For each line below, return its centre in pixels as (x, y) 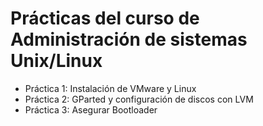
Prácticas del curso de (105, 18)
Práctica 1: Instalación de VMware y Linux (110, 88)
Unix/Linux (56, 61)
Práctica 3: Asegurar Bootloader (91, 109)
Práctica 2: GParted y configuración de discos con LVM (139, 99)
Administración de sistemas (129, 39)
